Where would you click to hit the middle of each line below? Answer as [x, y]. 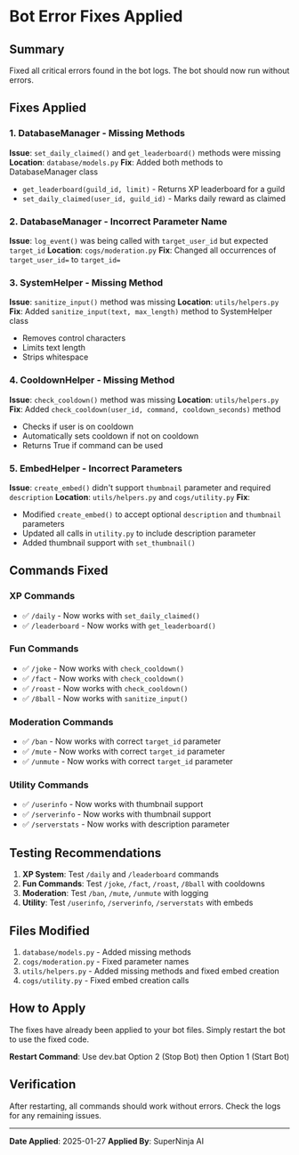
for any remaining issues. [56, 1115]
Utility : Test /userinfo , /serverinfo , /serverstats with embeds [137, 903]
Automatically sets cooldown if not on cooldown [110, 436]
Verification [43, 1084]
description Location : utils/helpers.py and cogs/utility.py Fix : [130, 497]
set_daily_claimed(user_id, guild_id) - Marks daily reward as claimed [154, 198]
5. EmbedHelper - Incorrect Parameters [96, 468]
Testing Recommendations [85, 853]
